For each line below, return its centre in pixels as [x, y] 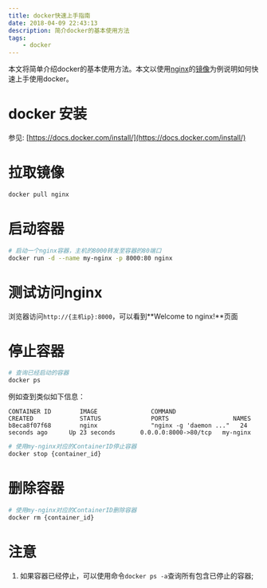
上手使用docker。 [44, 79]
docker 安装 [48, 114]
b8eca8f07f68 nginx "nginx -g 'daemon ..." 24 [128, 426]
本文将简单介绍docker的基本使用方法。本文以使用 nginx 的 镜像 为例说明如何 [130, 69]
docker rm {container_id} [51, 517]
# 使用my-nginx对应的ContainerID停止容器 [73, 447]
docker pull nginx [39, 194]
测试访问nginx [55, 292]
